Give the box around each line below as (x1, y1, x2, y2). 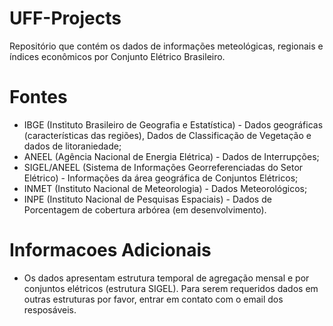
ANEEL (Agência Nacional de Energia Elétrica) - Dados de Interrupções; (23, 150, 320, 162)
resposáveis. (23, 303, 77, 316)
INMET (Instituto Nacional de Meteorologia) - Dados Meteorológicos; (23, 182, 308, 194)
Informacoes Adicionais (9, 239, 212, 262)
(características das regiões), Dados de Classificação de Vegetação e (23, 129, 312, 141)
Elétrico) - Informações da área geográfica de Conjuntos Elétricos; (23, 172, 299, 184)
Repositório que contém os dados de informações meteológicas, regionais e (9, 40, 324, 52)
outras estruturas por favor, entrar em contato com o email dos (23, 293, 284, 305)
